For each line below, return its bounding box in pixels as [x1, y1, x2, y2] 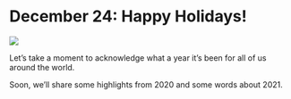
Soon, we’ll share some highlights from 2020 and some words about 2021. [9, 78, 284, 90]
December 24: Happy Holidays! [9, 6, 248, 27]
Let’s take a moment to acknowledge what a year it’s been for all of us [9, 52, 267, 63]
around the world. [9, 62, 75, 72]
